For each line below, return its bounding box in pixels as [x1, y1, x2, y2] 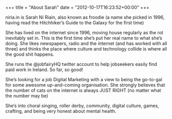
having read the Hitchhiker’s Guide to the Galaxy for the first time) [5, 20, 144, 26]
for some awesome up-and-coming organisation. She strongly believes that [5, 82, 165, 88]
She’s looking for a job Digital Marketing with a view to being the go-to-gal [5, 77, 163, 82]
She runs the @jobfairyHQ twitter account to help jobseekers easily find [5, 61, 158, 67]
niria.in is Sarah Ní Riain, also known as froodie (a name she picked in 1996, [5, 14, 165, 20]
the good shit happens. [5, 51, 54, 57]
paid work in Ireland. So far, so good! [5, 66, 84, 73]
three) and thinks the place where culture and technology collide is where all [5, 46, 167, 52]
